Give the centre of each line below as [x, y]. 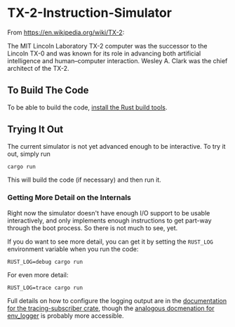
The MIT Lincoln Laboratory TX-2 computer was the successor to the [107, 46]
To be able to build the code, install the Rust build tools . [87, 107]
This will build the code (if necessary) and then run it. [84, 180]
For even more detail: [38, 274]
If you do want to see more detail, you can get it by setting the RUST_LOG [110, 241]
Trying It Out [35, 129]
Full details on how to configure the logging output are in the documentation [117, 300]
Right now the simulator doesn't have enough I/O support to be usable [109, 213]
